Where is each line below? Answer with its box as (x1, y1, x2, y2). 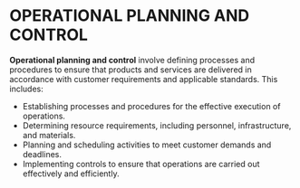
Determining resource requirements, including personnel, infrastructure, (22, 119, 292, 131)
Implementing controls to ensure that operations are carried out (22, 158, 260, 169)
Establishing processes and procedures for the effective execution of (22, 100, 281, 111)
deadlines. (22, 148, 62, 159)
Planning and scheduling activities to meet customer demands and (22, 139, 272, 150)
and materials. (22, 129, 76, 140)
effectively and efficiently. (22, 168, 120, 179)
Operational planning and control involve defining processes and (9, 54, 256, 65)
